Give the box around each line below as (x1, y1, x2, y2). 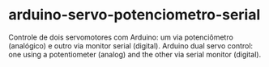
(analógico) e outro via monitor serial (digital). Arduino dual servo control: (8, 40, 254, 50)
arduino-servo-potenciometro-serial (8, 6, 261, 24)
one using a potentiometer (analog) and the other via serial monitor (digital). (8, 49, 262, 59)
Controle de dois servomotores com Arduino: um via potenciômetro (8, 32, 233, 42)
